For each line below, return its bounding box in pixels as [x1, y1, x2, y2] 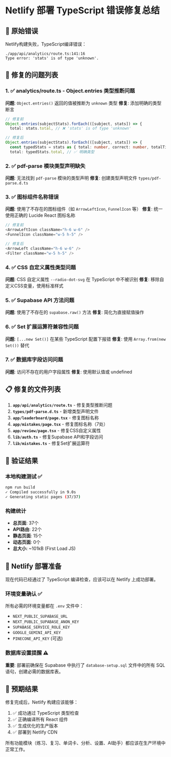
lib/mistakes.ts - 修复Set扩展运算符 [12, 440, 90, 446]
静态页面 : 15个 [12, 533, 42, 539]
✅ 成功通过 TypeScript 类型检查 [12, 710, 79, 716]
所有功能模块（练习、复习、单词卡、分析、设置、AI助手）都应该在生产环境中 [5, 740, 166, 746]
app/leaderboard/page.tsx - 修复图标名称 [12, 414, 99, 421]
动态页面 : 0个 [12, 539, 41, 545]
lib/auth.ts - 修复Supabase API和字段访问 [12, 434, 103, 440]
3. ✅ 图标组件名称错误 [5, 193, 59, 200]
